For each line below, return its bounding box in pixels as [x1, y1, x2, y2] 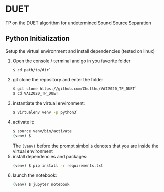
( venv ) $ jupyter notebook [12, 182, 70, 187]
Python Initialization [5, 34, 70, 43]
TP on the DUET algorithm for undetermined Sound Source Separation [5, 20, 151, 26]
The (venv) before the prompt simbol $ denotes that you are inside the [12, 142, 159, 149]
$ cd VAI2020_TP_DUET [12, 91, 58, 96]
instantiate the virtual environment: [12, 100, 85, 106]
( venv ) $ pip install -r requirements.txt [12, 163, 103, 168]
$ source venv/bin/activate [12, 129, 72, 134]
